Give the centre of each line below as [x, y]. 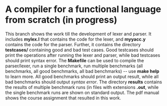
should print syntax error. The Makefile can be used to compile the [75, 60]
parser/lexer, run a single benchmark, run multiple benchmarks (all [74, 66]
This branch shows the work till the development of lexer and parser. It [78, 34]
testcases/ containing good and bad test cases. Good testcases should [79, 50]
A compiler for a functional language [83, 9]
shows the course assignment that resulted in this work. [63, 98]
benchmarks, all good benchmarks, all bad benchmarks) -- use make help [82, 71]
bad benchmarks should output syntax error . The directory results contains [84, 82]
